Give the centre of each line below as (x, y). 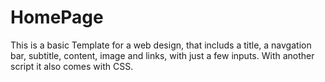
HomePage (57, 17)
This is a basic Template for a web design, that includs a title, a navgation (161, 45)
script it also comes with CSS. (72, 66)
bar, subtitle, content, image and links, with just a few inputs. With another (162, 55)
